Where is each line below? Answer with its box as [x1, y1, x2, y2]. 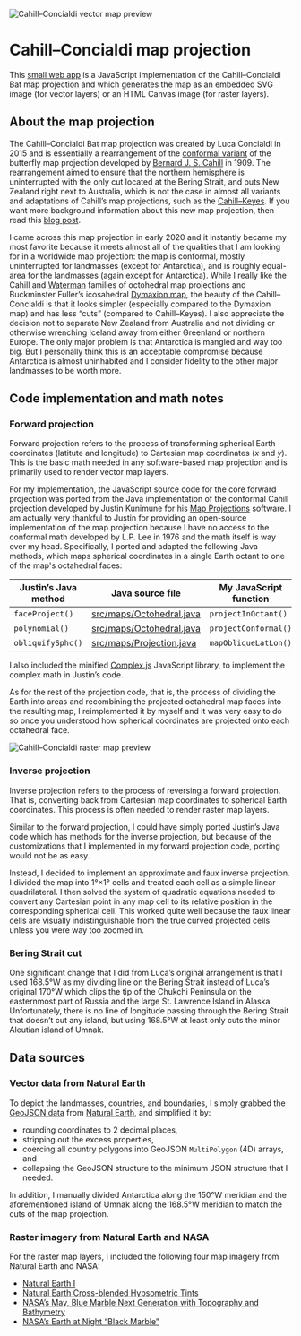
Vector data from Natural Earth [9, 1077, 146, 1090]
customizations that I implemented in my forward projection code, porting [9, 840, 280, 851]
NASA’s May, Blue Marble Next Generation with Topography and [21, 1297, 260, 1308]
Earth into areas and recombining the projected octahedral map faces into [9, 696, 282, 707]
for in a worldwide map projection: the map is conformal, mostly [9, 251, 245, 262]
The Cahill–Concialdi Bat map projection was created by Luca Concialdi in [9, 138, 281, 149]
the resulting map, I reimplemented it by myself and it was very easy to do [9, 706, 282, 717]
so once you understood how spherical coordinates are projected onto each [9, 715, 290, 726]
